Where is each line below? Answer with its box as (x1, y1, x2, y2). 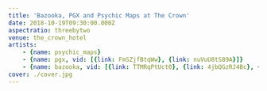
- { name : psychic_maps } (22, 48, 102, 56)
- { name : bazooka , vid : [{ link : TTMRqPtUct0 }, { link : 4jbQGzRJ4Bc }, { (22, 63, 261, 71)
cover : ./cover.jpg (8, 70, 73, 78)
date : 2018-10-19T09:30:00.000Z (8, 19, 115, 27)
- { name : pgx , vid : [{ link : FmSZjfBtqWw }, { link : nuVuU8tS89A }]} (22, 56, 244, 64)
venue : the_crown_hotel (8, 33, 87, 42)
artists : (8, 41, 37, 49)
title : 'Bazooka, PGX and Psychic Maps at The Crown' (8, 11, 191, 20)
